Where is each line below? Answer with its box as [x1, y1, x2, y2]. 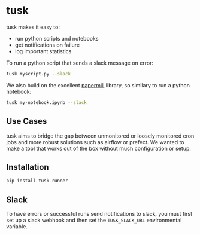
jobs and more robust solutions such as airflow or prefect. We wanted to [6, 138, 184, 145]
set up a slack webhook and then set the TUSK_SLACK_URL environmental [6, 216, 182, 224]
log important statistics [14, 47, 72, 54]
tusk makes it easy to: [6, 23, 60, 30]
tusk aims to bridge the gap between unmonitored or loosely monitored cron [6, 132, 195, 139]
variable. [6, 223, 28, 230]
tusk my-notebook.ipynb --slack [6, 99, 87, 105]
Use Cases [6, 116, 47, 126]
